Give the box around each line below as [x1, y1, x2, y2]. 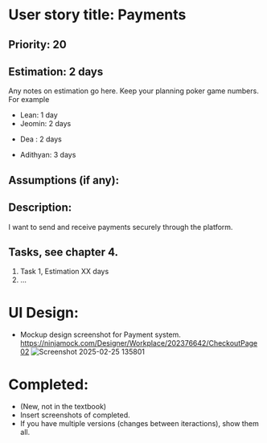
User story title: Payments [8, 6, 187, 24]
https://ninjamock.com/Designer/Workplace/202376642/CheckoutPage [19, 338, 258, 348]
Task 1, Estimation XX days [19, 267, 109, 277]
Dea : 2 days [19, 134, 62, 144]
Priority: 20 [8, 38, 67, 51]
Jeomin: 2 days [19, 119, 72, 129]
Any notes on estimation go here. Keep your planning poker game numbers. [8, 86, 259, 96]
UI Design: [8, 303, 79, 322]
